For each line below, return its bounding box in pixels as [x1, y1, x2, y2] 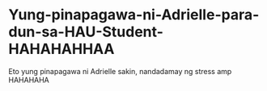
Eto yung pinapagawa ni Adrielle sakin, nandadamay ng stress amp [8, 66, 232, 76]
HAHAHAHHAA [8, 40, 115, 58]
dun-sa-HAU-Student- [8, 23, 164, 41]
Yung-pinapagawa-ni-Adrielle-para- [8, 6, 260, 24]
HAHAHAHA [8, 75, 50, 85]
